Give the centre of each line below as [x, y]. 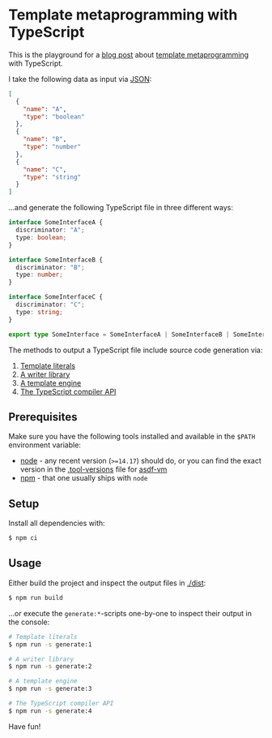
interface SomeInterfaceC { [56, 297]
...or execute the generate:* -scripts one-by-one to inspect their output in [130, 613]
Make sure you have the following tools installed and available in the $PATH [132, 437]
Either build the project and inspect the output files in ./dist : [107, 583]
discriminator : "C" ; [50, 305]
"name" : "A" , [45, 109]
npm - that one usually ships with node [84, 478]
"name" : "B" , [45, 140]
